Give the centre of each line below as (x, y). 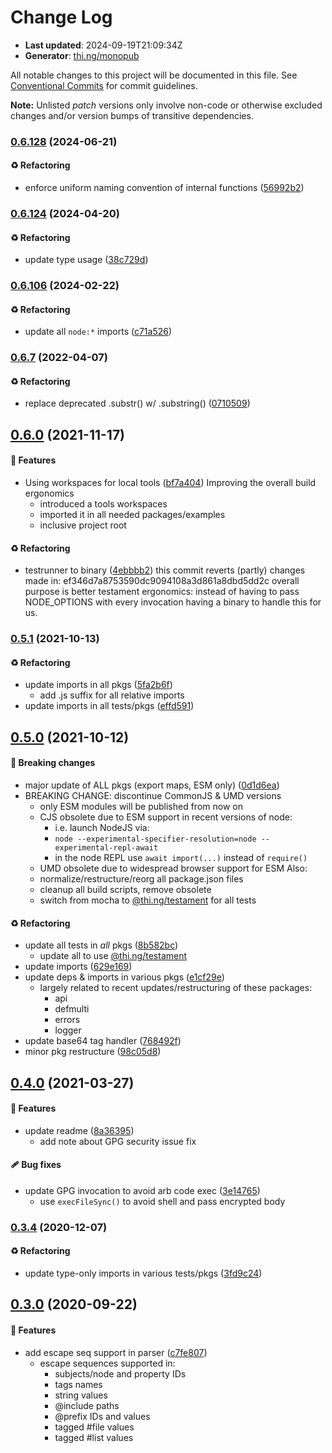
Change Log (61, 17)
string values (81, 1395)
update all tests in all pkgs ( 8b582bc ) (101, 945)
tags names (78, 1384)
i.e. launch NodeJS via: (102, 827)
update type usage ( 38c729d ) (86, 260)
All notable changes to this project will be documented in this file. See (154, 75)
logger (68, 1030)
